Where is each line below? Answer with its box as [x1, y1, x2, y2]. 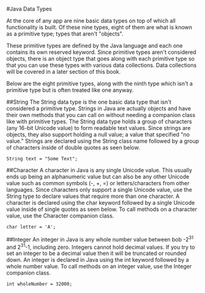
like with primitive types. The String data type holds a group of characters [6, 118, 192, 125]
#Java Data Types [6, 6, 52, 12]
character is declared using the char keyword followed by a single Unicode [6, 199, 195, 206]
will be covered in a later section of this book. [6, 68, 121, 75]
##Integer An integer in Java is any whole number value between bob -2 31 [6, 235, 194, 243]
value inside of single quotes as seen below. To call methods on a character [6, 205, 198, 213]
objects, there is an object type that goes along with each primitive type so [6, 55, 195, 62]
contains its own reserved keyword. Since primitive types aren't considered [6, 48, 197, 56]
